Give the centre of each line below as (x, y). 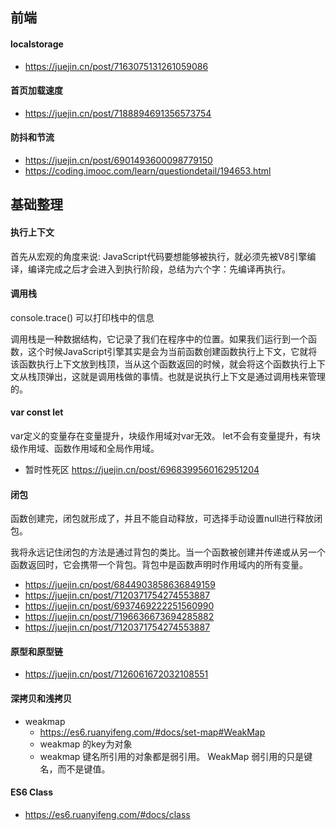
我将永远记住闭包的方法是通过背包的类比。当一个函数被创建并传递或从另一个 (168, 552)
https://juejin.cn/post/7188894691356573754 (118, 113)
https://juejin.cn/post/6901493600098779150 (118, 160)
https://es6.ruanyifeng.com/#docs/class (107, 814)
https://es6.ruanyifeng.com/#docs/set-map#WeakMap (152, 732)
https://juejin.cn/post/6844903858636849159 (120, 585)
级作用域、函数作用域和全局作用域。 (85, 448)
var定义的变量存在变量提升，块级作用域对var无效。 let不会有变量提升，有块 (165, 436)
